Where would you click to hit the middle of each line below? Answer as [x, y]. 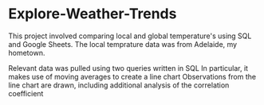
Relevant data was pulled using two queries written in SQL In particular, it [128, 68]
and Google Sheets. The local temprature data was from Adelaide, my [123, 44]
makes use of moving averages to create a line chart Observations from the [132, 76]
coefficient [26, 93]
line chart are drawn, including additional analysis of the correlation [119, 85]
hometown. [27, 52]
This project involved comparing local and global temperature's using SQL [130, 36]
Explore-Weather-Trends [93, 14]
